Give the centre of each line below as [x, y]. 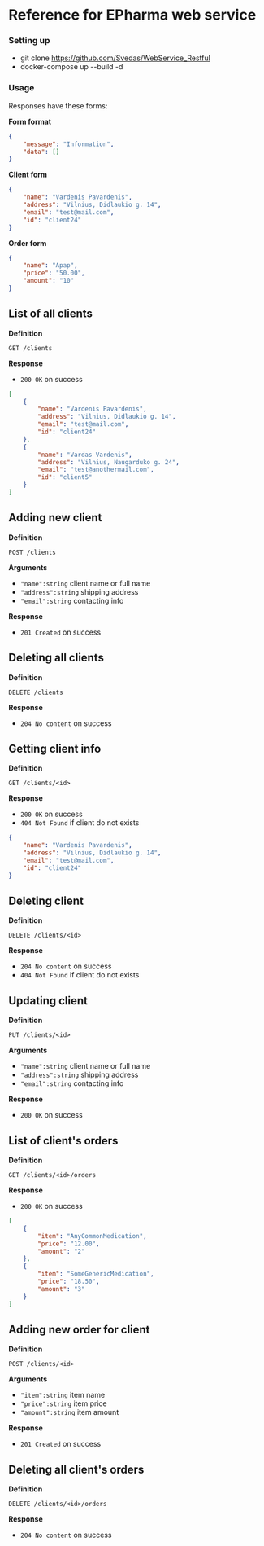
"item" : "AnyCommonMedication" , [93, 1236]
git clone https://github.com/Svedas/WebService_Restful [115, 58]
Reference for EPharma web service [132, 15]
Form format [30, 121]
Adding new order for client [79, 1329]
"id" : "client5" [65, 477]
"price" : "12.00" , [69, 1244]
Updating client [48, 1001]
